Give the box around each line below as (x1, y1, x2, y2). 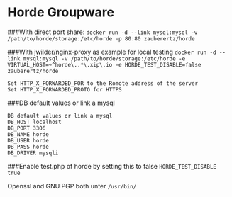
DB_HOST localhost (7, 118, 62, 125)
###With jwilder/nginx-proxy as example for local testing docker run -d (7, 47, 216, 56)
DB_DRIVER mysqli (7, 150, 59, 157)
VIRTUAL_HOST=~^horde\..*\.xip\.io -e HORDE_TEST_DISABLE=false (7, 61, 201, 68)
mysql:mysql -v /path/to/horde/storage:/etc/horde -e (23, 55, 186, 62)
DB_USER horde (7, 137, 50, 144)
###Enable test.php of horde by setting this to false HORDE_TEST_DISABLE (7, 162, 216, 170)
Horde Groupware (7, 4, 115, 21)
